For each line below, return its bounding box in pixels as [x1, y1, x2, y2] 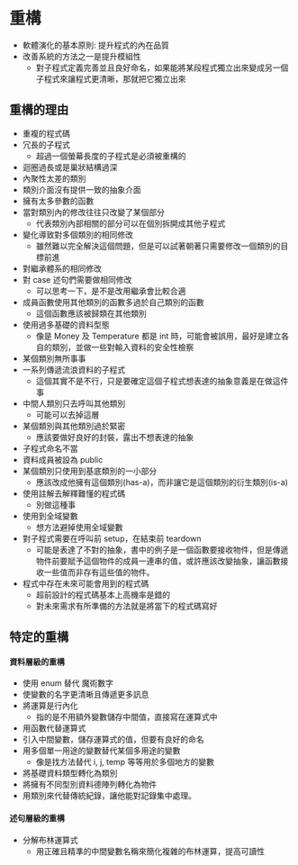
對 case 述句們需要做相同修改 [22, 274, 132, 284]
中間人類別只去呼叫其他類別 [22, 398, 126, 409]
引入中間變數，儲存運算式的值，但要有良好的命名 [22, 734, 204, 745]
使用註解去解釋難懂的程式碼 [22, 488, 126, 499]
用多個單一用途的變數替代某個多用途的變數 [22, 745, 181, 756]
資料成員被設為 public [22, 454, 104, 464]
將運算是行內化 [22, 700, 78, 711]
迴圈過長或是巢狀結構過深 [22, 161, 118, 172]
